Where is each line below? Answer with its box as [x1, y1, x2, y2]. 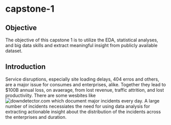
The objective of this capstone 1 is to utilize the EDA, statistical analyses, [5, 37, 159, 43]
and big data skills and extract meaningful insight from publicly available [5, 42, 158, 48]
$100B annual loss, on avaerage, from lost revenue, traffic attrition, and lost [5, 87, 164, 93]
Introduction [5, 62, 46, 71]
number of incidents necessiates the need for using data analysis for [5, 103, 150, 109]
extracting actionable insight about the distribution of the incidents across [5, 108, 161, 115]
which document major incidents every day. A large [51, 97, 160, 104]
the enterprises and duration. [5, 114, 67, 120]
